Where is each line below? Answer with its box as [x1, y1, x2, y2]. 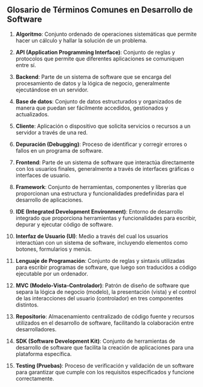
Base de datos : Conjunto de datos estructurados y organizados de [15, 98, 182, 105]
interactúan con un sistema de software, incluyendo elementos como [15, 239, 188, 246]
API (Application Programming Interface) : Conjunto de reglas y [15, 48, 175, 56]
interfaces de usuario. [15, 171, 71, 179]
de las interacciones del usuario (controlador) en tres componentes [15, 294, 184, 302]
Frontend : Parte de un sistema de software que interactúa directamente [15, 159, 195, 166]
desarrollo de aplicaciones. [15, 196, 83, 203]
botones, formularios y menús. [15, 245, 92, 253]
